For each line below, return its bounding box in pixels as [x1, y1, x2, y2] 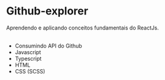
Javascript [14, 48, 41, 55]
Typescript [14, 55, 42, 62]
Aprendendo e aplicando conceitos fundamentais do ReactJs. [6, 24, 159, 31]
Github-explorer [6, 4, 89, 18]
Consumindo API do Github [14, 42, 82, 49]
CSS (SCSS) [14, 67, 46, 75]
